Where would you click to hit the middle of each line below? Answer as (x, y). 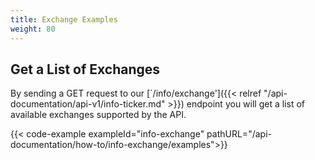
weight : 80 (33, 29)
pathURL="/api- (239, 134)
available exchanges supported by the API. (98, 115)
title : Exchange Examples (64, 19)
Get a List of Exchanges (85, 69)
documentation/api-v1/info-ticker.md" (88, 104)
